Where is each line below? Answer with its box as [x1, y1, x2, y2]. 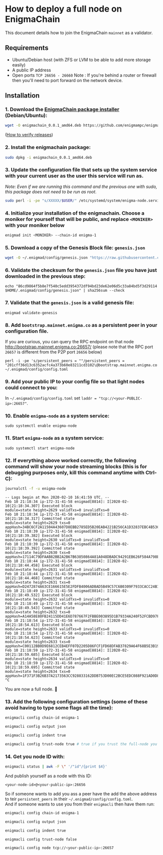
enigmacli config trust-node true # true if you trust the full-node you [5, 741, 158, 746]
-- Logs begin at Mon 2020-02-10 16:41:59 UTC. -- [5, 495, 110, 500]
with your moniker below [5, 222, 65, 229]
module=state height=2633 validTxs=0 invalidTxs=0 [5, 626, 110, 632]
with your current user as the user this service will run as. [5, 172, 144, 179]
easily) [12, 62, 26, 67]
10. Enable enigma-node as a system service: [5, 413, 110, 419]
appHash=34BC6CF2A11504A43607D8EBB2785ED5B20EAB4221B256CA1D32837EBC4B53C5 [5, 524, 162, 530]
